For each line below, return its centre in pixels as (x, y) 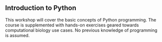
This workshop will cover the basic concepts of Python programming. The (81, 20)
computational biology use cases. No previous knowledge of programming (81, 30)
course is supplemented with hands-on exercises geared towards (72, 25)
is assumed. (17, 35)
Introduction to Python (41, 8)
